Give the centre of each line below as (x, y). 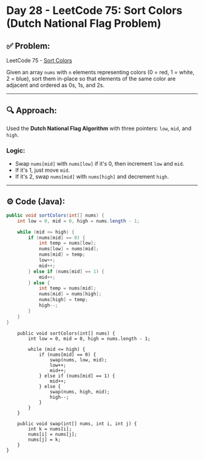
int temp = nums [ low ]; (67, 243)
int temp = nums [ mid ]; (67, 288)
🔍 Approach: (32, 111)
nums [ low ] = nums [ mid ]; (69, 249)
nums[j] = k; (45, 440)
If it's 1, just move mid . (42, 170)
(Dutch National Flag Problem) (84, 23)
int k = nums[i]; (50, 429)
